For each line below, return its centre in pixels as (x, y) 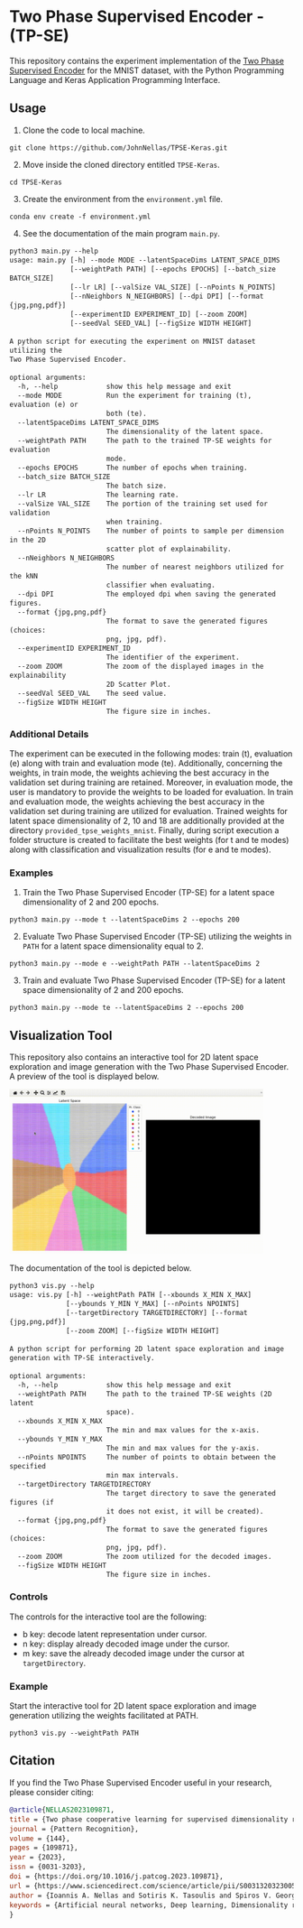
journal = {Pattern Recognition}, (74, 1829)
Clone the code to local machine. (84, 130)
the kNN (24, 576)
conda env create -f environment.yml (80, 217)
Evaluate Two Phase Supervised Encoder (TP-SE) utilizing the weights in (157, 937)
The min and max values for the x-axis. (183, 1430)
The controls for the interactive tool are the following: (108, 1617)
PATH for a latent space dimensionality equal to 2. (113, 946)
